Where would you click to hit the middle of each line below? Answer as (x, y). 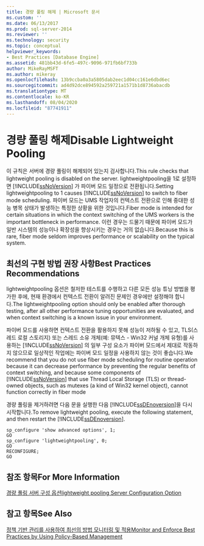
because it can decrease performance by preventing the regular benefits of (101, 366)
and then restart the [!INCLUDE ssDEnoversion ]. (66, 419)
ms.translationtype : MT (37, 91)
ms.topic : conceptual (34, 46)
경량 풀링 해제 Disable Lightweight (90, 140)
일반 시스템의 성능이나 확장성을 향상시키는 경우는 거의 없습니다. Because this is (100, 229)
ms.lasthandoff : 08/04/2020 (42, 102)
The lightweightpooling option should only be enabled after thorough (99, 304)
